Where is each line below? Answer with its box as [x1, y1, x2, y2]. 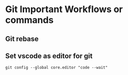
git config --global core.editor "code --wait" [5, 65, 108, 70]
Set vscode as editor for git [5, 52, 93, 60]
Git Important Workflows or [5, 4, 123, 15]
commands [5, 14, 54, 26]
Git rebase [5, 34, 39, 43]
